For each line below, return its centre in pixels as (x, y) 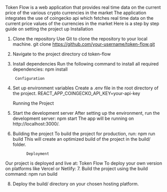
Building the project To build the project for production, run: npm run (84, 134)
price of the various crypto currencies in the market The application (76, 13)
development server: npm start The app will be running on (73, 118)
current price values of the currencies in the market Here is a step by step (82, 23)
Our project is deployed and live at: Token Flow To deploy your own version (84, 163)
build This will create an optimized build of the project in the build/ (81, 139)
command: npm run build (31, 174)
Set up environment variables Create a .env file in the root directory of (86, 88)
